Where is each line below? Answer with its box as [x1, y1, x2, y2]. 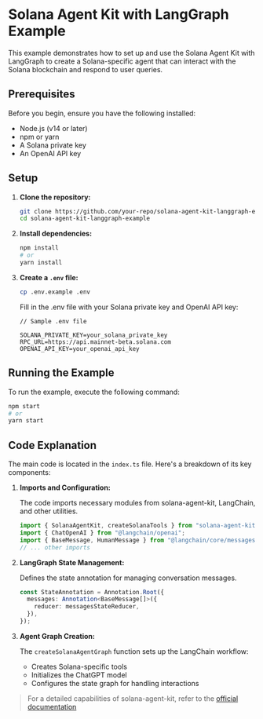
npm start [8, 402, 41, 410]
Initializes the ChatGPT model [31, 670, 127, 680]
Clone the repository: [19, 192, 91, 202]
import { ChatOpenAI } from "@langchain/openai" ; [19, 528, 186, 537]
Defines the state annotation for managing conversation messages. [19, 573, 237, 582]
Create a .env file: [19, 272, 79, 282]
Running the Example [8, 367, 115, 380]
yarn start [8, 417, 44, 425]
